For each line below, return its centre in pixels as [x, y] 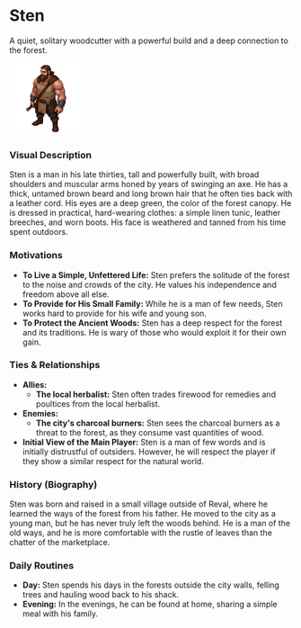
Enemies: [40, 413]
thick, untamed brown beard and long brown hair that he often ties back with [151, 193]
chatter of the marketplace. [60, 543]
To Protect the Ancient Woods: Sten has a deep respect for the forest [152, 323]
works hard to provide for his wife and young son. [114, 313]
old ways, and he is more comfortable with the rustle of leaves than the [141, 533]
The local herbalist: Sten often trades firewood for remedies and [156, 394]
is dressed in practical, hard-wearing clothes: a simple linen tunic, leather [145, 213]
